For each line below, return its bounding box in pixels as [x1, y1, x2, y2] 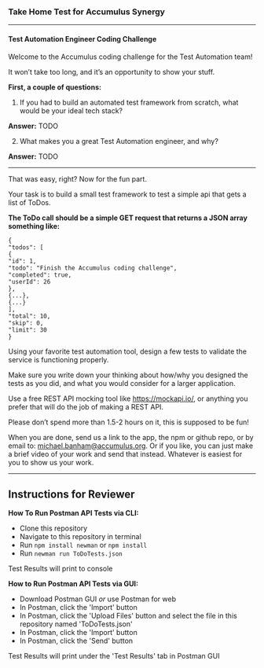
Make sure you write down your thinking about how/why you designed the [8, 370, 249, 380]
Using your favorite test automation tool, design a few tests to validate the [8, 347, 247, 356]
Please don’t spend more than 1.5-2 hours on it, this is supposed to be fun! [8, 417, 250, 427]
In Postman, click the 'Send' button [19, 636, 134, 646]
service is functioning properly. [8, 354, 109, 364]
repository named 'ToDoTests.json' [19, 619, 133, 629]
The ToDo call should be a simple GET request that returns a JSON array [8, 213, 247, 222]
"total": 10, [8, 312, 51, 320]
